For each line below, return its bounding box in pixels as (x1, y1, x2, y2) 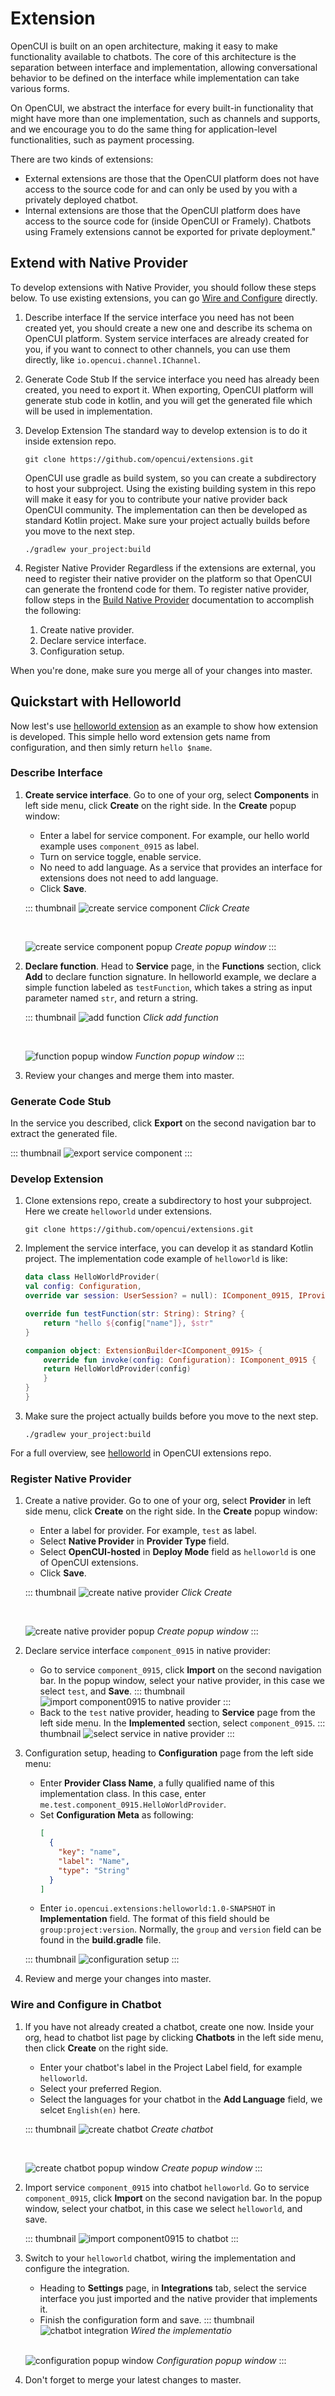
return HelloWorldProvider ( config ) (43, 1364, 192, 1374)
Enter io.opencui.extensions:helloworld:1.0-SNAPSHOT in (39, 1902, 276, 1914)
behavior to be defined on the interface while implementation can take (10, 72, 300, 84)
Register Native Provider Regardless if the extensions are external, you (24, 562, 317, 574)
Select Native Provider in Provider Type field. (39, 1535, 230, 1547)
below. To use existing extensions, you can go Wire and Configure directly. (10, 292, 318, 304)
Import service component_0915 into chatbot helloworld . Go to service (24, 2181, 310, 2193)
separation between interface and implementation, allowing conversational (10, 61, 318, 73)
